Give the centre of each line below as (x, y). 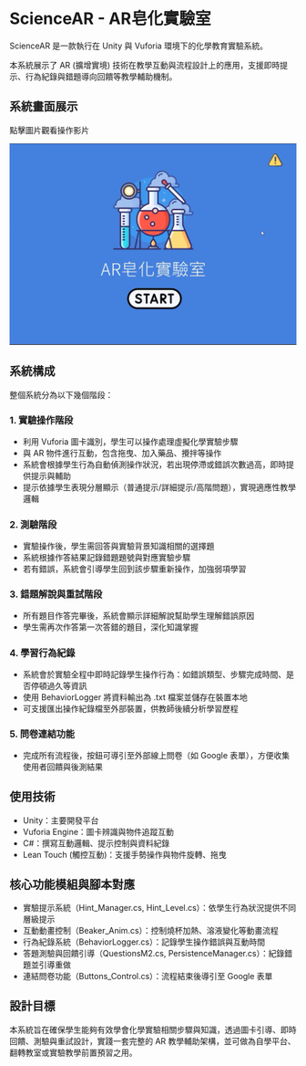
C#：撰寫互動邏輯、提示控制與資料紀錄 (96, 843)
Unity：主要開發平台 (61, 820)
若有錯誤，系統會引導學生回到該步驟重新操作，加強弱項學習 (134, 569)
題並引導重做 (46, 965)
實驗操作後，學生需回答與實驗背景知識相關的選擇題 (118, 546)
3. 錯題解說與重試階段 (56, 594)
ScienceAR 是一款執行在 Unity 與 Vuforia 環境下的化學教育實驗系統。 (139, 46)
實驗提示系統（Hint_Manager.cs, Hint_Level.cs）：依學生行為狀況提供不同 (159, 908)
